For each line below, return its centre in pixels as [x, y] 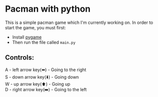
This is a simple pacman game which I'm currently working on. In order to [79, 22]
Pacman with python [48, 9]
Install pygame [27, 37]
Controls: [20, 58]
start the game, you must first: [35, 27]
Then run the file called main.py [44, 42]
